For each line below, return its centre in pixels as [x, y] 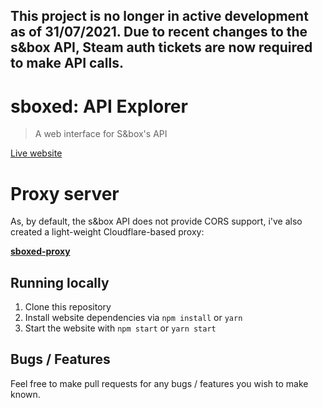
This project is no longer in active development [159, 16]
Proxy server [65, 193]
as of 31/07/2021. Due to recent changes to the [159, 32]
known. [25, 394]
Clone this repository [68, 307]
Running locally [60, 282]
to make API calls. [67, 63]
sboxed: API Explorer [99, 106]
